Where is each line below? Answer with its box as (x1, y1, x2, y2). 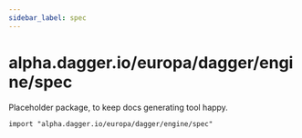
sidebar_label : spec (8, 13, 88, 23)
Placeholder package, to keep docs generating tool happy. (8, 102, 229, 113)
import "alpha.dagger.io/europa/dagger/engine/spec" (8, 119, 213, 128)
